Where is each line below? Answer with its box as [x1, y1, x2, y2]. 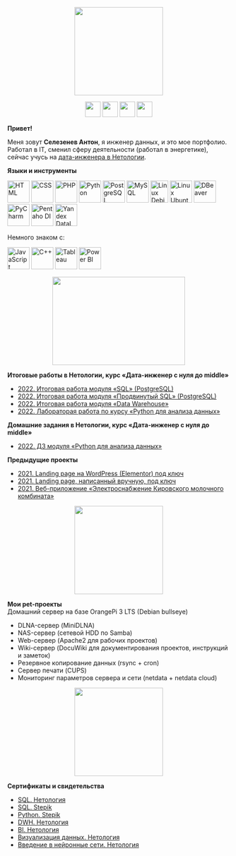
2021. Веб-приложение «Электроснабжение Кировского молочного [17, 485, 224, 492]
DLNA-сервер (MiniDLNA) [17, 622, 95, 629]
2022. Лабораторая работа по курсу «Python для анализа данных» [17, 407, 220, 415]
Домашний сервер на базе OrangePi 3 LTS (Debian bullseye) [7, 607, 189, 616]
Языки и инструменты [7, 167, 77, 174]
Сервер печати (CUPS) [17, 666, 87, 674]
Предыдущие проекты [7, 456, 78, 464]
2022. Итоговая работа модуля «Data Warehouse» [17, 400, 169, 408]
